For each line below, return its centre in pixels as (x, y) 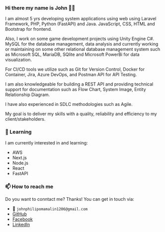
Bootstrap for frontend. (28, 29)
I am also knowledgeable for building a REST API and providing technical (79, 84)
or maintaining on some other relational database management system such (83, 49)
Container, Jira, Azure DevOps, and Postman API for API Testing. (71, 75)
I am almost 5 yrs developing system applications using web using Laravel (81, 19)
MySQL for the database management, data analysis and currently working (82, 44)
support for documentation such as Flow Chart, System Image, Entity (76, 90)
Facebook (23, 219)
